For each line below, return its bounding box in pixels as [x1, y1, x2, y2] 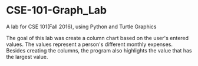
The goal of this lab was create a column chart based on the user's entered [6, 34, 189, 41]
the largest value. [6, 53, 48, 60]
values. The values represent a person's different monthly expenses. [6, 41, 173, 48]
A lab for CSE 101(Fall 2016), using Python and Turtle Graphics [6, 23, 157, 30]
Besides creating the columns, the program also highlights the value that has [6, 47, 192, 54]
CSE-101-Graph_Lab [6, 4, 107, 17]
